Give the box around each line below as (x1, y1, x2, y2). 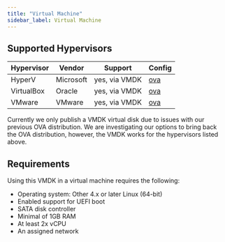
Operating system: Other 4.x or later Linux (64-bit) (17, 190, 163, 199)
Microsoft (55, 75, 87, 84)
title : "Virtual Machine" (7, 10, 82, 17)
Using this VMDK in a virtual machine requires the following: (7, 176, 180, 185)
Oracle (55, 86, 78, 96)
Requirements (7, 158, 70, 169)
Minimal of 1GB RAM (17, 212, 77, 220)
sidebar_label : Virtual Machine (7, 17, 101, 24)
